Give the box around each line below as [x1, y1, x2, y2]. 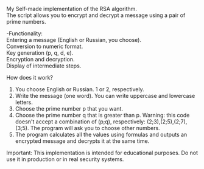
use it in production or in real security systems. [6, 156, 124, 163]
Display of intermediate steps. [6, 62, 82, 69]
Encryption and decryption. [6, 56, 75, 63]
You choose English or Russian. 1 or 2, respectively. [15, 86, 144, 93]
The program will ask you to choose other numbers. [30, 125, 160, 131]
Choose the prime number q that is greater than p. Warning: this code [15, 112, 190, 119]
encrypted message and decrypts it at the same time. [15, 137, 150, 145]
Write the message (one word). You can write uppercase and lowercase [15, 92, 195, 99]
